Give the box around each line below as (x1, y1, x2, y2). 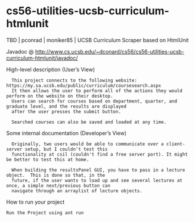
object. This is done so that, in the (6, 172, 106, 178)
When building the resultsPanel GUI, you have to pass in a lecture (11, 167, 185, 173)
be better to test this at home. (6, 157, 89, 162)
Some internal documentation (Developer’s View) (6, 129, 127, 136)
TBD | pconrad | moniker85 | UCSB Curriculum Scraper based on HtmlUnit (6, 36, 189, 43)
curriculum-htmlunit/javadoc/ (6, 54, 79, 61)
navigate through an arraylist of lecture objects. (11, 187, 143, 194)
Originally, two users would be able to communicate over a (11, 141, 164, 147)
